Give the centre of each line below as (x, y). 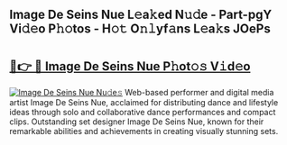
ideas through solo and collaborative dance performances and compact (143, 112)
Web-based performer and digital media (199, 92)
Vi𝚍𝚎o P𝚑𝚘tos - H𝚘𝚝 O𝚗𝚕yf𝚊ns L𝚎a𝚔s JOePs (140, 29)
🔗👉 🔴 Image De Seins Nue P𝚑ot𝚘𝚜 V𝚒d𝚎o (130, 66)
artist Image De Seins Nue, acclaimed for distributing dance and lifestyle (144, 102)
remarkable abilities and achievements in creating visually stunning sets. (144, 131)
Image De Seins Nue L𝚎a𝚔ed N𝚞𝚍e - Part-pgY (141, 15)
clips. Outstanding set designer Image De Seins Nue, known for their (137, 122)
